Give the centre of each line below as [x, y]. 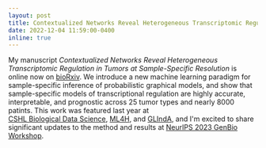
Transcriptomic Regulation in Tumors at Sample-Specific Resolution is [123, 69]
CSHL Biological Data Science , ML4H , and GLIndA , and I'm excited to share [131, 119]
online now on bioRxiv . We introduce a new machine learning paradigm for [129, 77]
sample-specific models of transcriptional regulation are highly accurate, [127, 94]
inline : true [30, 38]
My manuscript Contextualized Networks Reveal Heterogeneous [113, 60]
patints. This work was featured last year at [79, 111]
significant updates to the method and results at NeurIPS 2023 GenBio [123, 127]
